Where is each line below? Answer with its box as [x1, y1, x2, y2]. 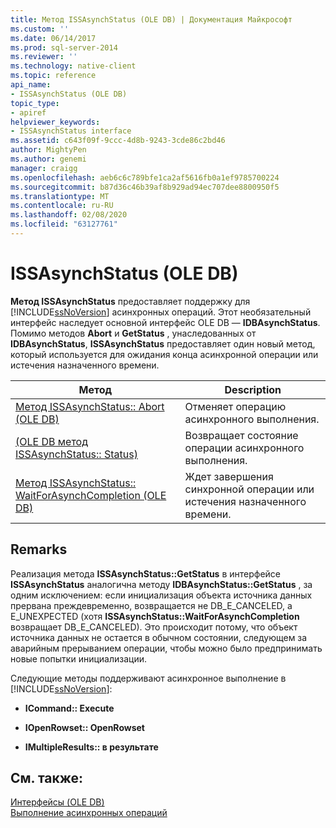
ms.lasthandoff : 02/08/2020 [10, 210, 128, 220]
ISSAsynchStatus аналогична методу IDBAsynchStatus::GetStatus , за [10, 578, 313, 590]
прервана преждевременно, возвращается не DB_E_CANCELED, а [10, 599, 293, 611]
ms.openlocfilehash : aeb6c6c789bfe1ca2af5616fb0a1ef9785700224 [10, 172, 280, 183]
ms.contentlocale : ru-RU [10, 201, 114, 211]
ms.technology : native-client [10, 61, 137, 71]
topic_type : [10, 98, 60, 108]
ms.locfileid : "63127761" [10, 219, 118, 230]
